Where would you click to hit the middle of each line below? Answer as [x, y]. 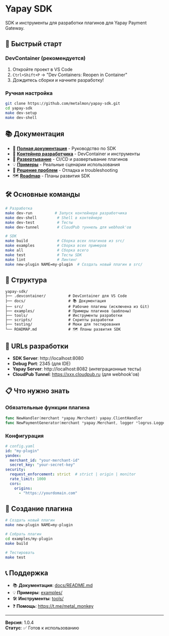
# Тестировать [20, 552]
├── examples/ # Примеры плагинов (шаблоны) [68, 311]
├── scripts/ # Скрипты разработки [59, 320]
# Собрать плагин [23, 534]
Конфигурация [25, 435]
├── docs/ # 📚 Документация [56, 301]
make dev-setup [21, 113]
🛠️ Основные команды [43, 194]
